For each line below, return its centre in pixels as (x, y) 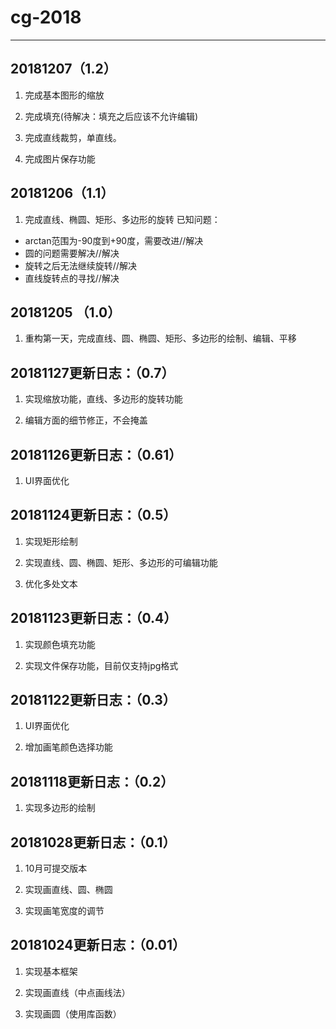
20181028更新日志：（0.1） (93, 842)
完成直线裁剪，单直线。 (73, 137)
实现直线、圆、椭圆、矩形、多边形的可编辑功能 (121, 562)
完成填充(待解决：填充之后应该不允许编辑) (111, 116)
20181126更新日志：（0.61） (96, 454)
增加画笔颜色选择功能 (68, 747)
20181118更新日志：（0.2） (92, 781)
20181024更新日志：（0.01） (98, 945)
